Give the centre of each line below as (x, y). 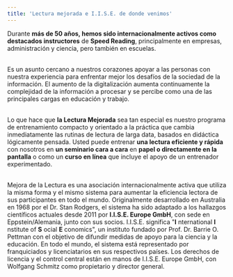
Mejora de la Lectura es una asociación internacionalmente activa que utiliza (117, 184)
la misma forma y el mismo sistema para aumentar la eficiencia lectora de (113, 192)
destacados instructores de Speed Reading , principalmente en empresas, (115, 41)
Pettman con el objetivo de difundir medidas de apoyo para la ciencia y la (112, 237)
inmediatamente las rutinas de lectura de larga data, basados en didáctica (113, 134)
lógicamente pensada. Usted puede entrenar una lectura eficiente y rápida (115, 142)
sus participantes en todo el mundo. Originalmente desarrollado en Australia (116, 200)
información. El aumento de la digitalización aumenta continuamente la (109, 84)
